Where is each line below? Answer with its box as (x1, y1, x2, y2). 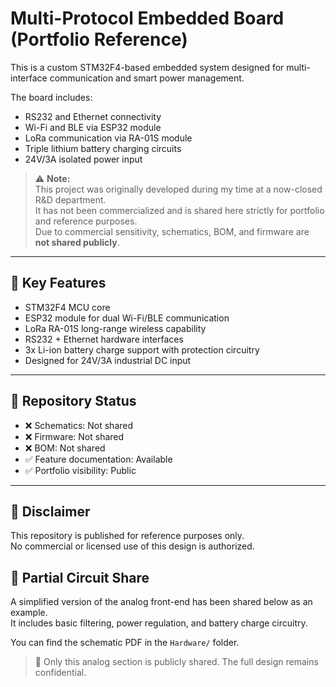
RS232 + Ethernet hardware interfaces (24, 333, 184, 345)
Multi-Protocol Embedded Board (10, 7, 285, 30)
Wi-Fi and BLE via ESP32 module (24, 121, 162, 133)
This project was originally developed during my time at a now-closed (34, 183, 323, 195)
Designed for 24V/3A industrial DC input (24, 354, 192, 366)
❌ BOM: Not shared (24, 442, 106, 454)
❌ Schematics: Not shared (24, 419, 134, 431)
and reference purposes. (34, 215, 138, 227)
